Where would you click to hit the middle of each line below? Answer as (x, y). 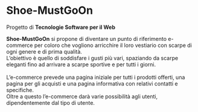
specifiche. (20, 90)
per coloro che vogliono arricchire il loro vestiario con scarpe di (113, 45)
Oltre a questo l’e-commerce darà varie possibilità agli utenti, (82, 96)
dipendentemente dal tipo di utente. (51, 102)
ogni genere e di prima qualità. (44, 51)
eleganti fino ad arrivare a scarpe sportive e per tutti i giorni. (81, 64)
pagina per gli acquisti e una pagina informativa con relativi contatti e (92, 83)
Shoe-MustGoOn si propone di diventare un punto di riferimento (87, 39)
